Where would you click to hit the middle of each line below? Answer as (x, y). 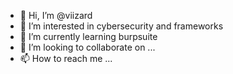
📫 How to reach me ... (66, 58)
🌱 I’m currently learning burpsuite (88, 36)
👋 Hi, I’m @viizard (56, 15)
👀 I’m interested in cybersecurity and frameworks (121, 26)
